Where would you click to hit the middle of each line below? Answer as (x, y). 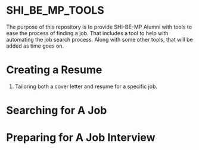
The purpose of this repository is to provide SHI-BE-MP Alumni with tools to (99, 27)
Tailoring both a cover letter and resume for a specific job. (86, 86)
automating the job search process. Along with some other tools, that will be (100, 39)
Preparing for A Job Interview (81, 138)
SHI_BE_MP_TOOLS (55, 10)
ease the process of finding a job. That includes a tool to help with (87, 33)
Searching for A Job (57, 110)
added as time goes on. (35, 46)
